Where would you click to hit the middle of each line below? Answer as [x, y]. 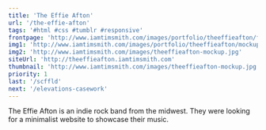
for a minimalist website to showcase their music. [88, 120]
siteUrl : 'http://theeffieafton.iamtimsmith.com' [92, 60]
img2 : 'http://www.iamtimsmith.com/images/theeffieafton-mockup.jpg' [125, 52]
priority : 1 [28, 74]
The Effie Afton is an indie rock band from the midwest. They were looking [129, 111]
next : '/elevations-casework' [58, 89]
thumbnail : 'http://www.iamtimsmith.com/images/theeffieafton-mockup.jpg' [134, 67]
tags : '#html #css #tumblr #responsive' [76, 30]
